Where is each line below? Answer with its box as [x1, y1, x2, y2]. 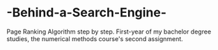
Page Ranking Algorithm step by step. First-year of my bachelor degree [6, 27, 212, 36]
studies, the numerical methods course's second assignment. [6, 34, 184, 42]
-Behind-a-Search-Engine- [6, 5, 167, 21]
